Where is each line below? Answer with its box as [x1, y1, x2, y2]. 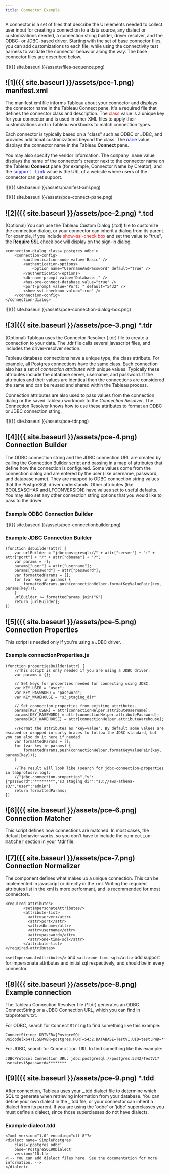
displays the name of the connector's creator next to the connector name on [5, 158, 164, 164]
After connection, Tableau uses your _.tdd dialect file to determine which [5, 1088, 157, 1094]
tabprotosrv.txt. [5, 1012, 38, 1018]
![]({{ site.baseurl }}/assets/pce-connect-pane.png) [5, 194, 113, 200]
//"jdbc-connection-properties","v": [14, 774, 94, 779]
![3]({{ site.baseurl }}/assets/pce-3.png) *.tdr [5, 321, 153, 329]
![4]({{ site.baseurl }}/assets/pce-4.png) [5, 433, 138, 441]
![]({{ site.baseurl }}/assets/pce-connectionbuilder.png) [5, 522, 121, 528]
